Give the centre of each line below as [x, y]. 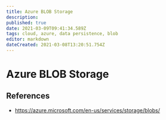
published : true [26, 23]
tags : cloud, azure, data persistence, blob [62, 34]
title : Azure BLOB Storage [40, 12]
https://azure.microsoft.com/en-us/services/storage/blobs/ [87, 110]
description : [22, 17]
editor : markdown [28, 39]
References [28, 96]
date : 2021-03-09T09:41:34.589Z [46, 28]
